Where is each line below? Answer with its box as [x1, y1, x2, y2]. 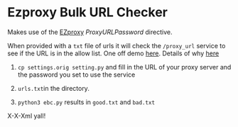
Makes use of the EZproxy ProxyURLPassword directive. [7, 28, 173, 36]
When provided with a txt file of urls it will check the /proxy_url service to [7, 41, 226, 50]
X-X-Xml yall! [7, 111, 46, 120]
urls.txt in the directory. [17, 84, 90, 92]
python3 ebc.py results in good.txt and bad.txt [17, 97, 155, 106]
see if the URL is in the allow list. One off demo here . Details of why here [7, 49, 220, 57]
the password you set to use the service [17, 70, 136, 79]
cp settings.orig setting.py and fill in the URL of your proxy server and [17, 62, 232, 71]
